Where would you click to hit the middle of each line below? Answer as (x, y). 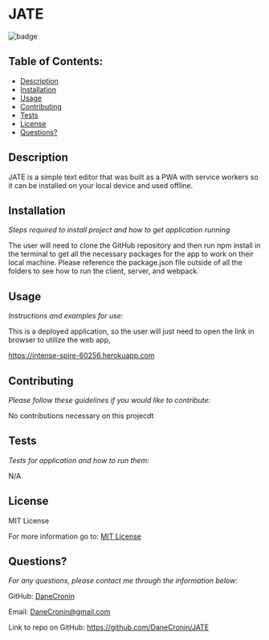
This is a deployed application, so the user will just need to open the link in (131, 331)
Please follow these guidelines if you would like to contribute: (110, 400)
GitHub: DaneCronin (41, 597)
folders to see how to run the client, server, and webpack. (104, 271)
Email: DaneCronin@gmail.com (59, 612)
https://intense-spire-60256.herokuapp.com (82, 355)
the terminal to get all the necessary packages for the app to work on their (131, 254)
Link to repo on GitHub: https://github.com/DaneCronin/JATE (109, 627)
